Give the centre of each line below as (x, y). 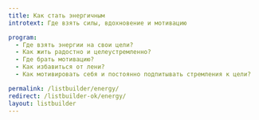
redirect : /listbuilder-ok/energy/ (67, 96)
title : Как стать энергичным (57, 15)
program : (23, 37)
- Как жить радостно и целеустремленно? (83, 52)
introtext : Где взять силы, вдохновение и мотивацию (98, 23)
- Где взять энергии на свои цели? (75, 45)
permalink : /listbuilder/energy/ (64, 88)
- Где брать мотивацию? (55, 60)
